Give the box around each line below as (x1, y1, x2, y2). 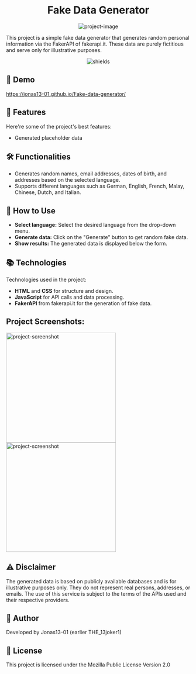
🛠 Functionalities (6, 151, 71, 161)
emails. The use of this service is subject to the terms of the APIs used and (6, 590, 187, 597)
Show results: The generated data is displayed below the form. (14, 240, 168, 247)
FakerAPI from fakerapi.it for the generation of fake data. (14, 300, 152, 307)
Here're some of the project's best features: (6, 123, 112, 130)
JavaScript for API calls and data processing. (14, 293, 125, 300)
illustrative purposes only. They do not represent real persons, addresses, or (6, 584, 191, 591)
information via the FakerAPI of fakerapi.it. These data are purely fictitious (6, 40, 184, 47)
